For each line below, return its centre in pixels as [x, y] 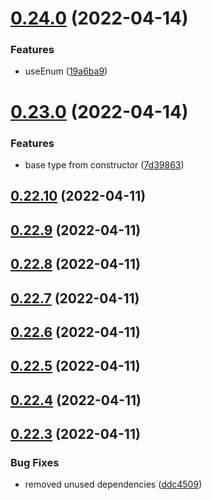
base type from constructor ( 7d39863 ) [104, 164]
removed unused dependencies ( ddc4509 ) [113, 484]
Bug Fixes [35, 463]
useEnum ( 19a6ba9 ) [66, 71]
